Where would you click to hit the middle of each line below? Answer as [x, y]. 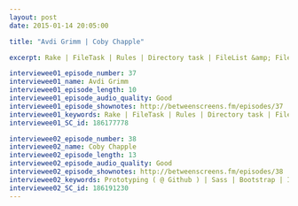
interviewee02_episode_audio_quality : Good [91, 164]
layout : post [33, 17]
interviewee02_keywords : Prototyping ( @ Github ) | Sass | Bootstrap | [146, 179]
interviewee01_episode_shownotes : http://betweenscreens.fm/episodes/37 [146, 106]
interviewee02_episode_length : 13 [73, 156]
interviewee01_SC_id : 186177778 [69, 123]
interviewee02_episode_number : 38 [73, 139]
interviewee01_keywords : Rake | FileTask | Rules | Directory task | [141, 114]
